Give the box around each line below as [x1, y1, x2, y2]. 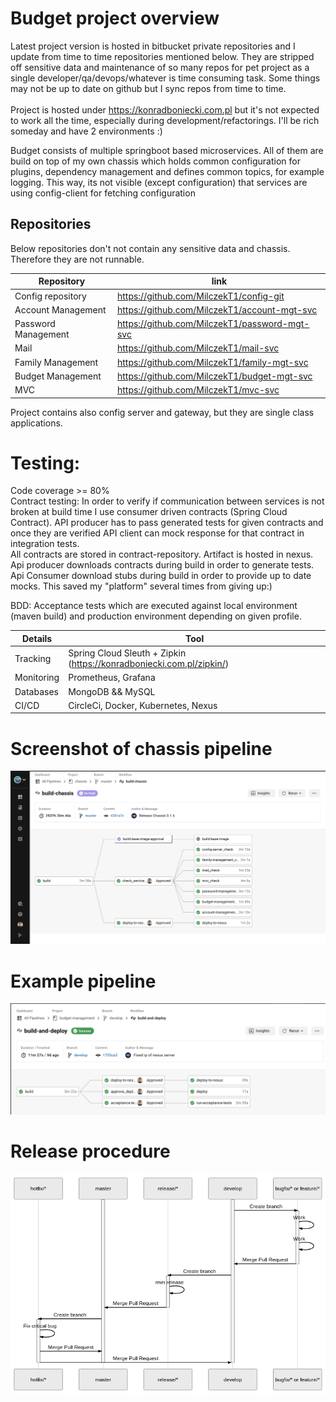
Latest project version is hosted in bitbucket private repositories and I [10, 40, 296, 52]
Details [22, 632, 53, 644]
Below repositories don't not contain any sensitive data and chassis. [10, 242, 291, 254]
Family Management [14, 356, 99, 368]
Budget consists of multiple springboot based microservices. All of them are [10, 144, 324, 156]
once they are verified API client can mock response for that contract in [10, 527, 305, 539]
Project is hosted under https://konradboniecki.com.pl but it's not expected [10, 103, 320, 116]
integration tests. [10, 538, 80, 550]
